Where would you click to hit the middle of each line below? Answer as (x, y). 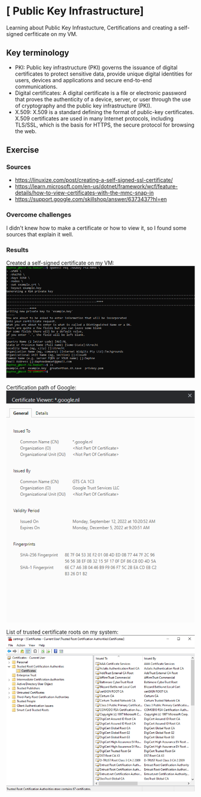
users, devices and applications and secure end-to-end (83, 80)
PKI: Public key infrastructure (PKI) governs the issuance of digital (96, 67)
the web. (26, 131)
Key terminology (38, 53)
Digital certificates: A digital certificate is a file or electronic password (100, 93)
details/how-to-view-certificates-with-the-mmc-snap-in (84, 193)
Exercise (23, 150)
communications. (36, 86)
